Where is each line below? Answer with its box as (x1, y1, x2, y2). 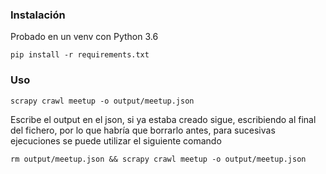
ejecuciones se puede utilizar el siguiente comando (10, 134, 222, 147)
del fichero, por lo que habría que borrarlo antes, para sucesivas (10, 124, 276, 136)
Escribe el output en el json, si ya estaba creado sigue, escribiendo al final (10, 113, 317, 125)
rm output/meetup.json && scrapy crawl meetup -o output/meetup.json (10, 154, 307, 164)
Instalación (10, 8, 66, 22)
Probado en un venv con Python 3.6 (10, 31, 159, 43)
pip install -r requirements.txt (10, 50, 150, 60)
